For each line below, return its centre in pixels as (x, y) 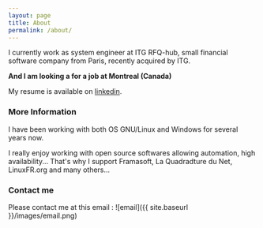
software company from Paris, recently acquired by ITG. (100, 61)
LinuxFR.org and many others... (59, 170)
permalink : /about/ (40, 30)
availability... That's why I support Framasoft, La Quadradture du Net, (120, 161)
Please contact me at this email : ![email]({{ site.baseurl (98, 207)
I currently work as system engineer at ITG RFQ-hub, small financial (118, 53)
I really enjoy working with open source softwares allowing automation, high (132, 153)
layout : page (30, 15)
